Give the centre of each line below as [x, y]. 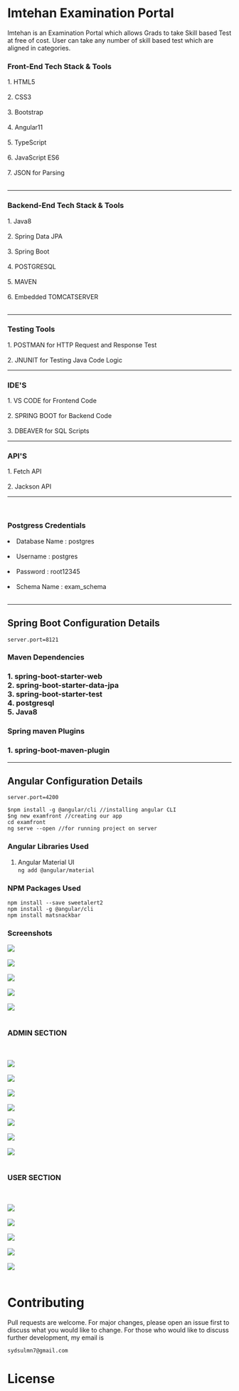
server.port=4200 [33, 798]
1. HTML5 [21, 82]
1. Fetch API [25, 472]
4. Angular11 [25, 127]
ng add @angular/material [56, 870]
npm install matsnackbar [44, 915]
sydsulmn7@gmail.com [38, 1350]
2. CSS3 [20, 97]
